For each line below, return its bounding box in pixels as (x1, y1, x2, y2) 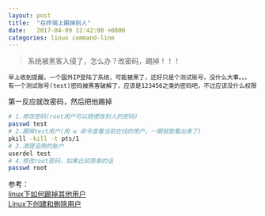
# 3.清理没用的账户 (8, 142, 64, 150)
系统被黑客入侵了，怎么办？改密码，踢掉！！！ (27, 56, 180, 66)
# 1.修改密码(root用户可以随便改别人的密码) (8, 112, 138, 121)
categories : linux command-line (8, 33, 115, 42)
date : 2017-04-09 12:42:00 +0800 (8, 26, 126, 34)
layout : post (8, 11, 51, 20)
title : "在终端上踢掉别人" (8, 19, 91, 27)
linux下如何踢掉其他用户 (8, 189, 86, 199)
